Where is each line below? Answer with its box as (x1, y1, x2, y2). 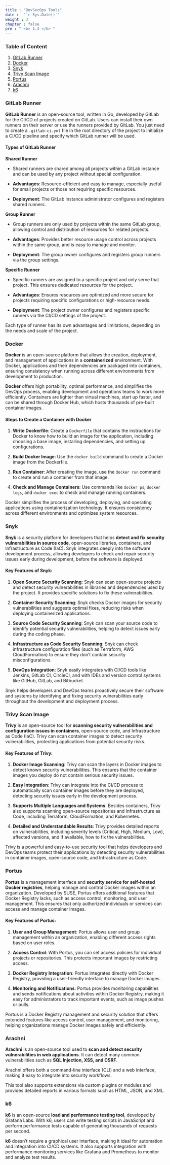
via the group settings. (12, 257, 60, 263)
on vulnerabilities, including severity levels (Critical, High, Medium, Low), (12, 828, 164, 835)
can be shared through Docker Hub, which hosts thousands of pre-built (5, 400, 154, 406)
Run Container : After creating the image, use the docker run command (12, 469, 161, 475)
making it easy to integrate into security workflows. (5, 1072, 112, 1079)
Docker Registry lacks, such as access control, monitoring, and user (5, 895, 148, 901)
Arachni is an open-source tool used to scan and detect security (5, 1046, 143, 1052)
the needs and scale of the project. (5, 327, 78, 334)
